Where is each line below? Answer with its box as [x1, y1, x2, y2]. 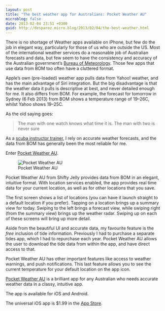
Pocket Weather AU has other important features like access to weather [5, 256, 151, 262]
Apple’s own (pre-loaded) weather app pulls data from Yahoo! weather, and [5, 75, 159, 81]
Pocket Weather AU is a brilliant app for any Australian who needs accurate [5, 276, 158, 282]
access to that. [5, 246, 36, 252]
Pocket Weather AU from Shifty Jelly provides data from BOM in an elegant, [5, 175, 160, 180]
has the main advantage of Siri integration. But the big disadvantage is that [5, 80, 157, 87]
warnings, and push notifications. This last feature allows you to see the [5, 261, 152, 267]
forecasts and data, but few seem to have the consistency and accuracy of [5, 55, 158, 61]
